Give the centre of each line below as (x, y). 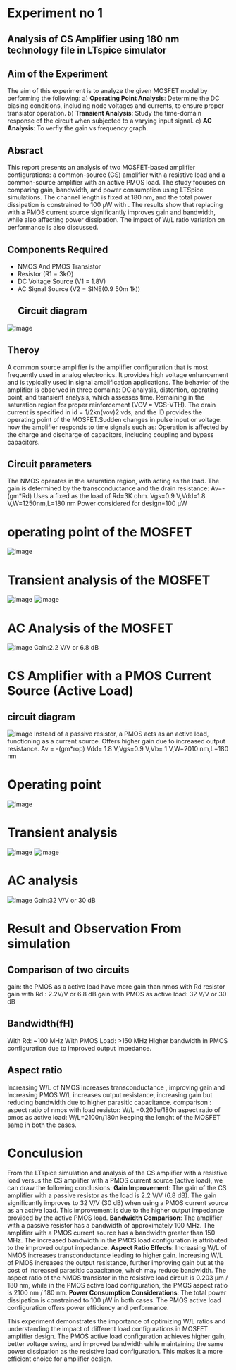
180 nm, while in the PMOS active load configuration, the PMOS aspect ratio (117, 1285)
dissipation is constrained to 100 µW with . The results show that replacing (115, 205)
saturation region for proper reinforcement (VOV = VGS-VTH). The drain (112, 405)
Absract (25, 150)
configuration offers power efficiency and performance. (88, 1307)
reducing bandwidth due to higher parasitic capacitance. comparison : (110, 1102)
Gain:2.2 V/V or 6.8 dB (67, 648)
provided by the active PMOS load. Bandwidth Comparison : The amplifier (115, 1218)
